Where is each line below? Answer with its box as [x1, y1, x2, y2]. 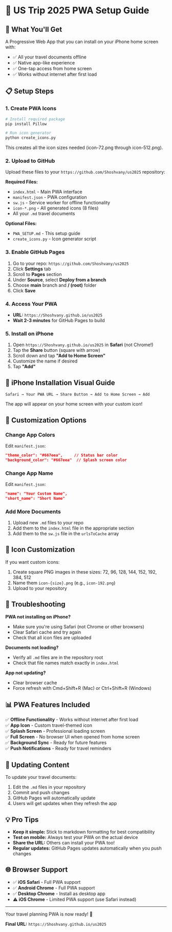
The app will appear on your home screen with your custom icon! [5, 401, 143, 407]
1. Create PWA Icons [5, 105, 57, 112]
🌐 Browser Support [5, 865, 68, 874]
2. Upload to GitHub [5, 157, 55, 164]
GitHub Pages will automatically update [12, 795, 96, 801]
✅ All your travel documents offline [12, 54, 87, 60]
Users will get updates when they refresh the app [12, 800, 117, 807]
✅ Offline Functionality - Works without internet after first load [5, 716, 138, 723]
